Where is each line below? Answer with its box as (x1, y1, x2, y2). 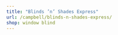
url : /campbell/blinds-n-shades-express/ (6, 14, 113, 20)
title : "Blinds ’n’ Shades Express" (6, 8, 99, 15)
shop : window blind (6, 20, 56, 26)
